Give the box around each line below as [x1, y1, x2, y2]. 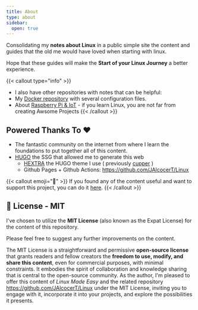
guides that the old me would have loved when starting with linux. [6, 48, 167, 55]
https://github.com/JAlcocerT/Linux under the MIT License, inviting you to [6, 284, 187, 292]
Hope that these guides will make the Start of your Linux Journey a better [6, 60, 188, 67]
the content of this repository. [6, 223, 79, 230]
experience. [6, 66, 36, 73]
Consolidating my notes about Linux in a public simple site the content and [6, 42, 190, 49]
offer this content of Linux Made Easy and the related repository [6, 278, 164, 285]
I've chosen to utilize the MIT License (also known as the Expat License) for [6, 217, 192, 224]
